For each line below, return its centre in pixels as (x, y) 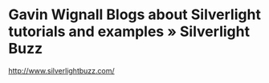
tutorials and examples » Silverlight (129, 32)
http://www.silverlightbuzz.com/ (61, 70)
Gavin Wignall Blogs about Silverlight (134, 15)
